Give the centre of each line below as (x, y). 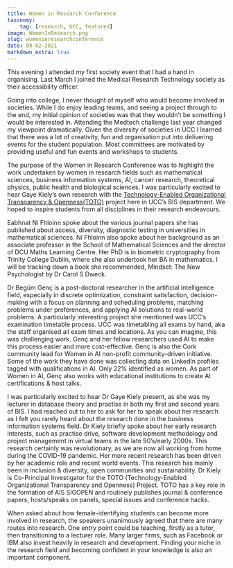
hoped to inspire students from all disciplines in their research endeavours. (114, 209)
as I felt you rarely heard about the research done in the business (101, 418)
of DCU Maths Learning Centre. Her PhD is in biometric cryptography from (114, 252)
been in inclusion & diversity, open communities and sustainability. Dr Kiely (114, 470)
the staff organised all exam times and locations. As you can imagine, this (112, 331)
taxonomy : (21, 20)
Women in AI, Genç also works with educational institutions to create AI (109, 375)
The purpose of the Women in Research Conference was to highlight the (111, 165)
